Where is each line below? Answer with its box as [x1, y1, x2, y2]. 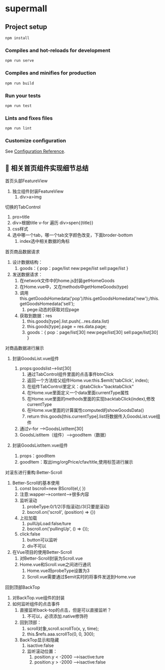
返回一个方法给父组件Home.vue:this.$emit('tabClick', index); [27, 377, 149, 383]
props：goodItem [19, 453, 56, 459]
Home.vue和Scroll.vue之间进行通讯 [19, 562, 91, 568]
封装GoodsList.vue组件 [12, 356, 59, 362]
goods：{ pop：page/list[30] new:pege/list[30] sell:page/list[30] [27, 330, 159, 335]
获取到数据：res [19, 313, 53, 319]
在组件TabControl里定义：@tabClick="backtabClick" [27, 384, 134, 390]
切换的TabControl [5, 204, 41, 210]
